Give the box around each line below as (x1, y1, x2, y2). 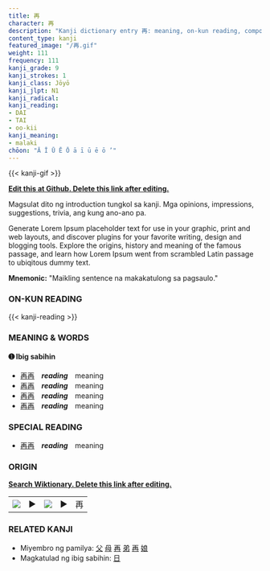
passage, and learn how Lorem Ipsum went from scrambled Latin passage (8, 249, 254, 259)
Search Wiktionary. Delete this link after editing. (8, 479, 172, 489)
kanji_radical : (8, 94, 59, 102)
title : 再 (8, 11, 40, 20)
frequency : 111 (8, 57, 59, 65)
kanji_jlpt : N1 (8, 86, 59, 95)
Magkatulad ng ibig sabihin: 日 (19, 553, 121, 563)
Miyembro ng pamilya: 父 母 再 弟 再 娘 (19, 543, 149, 553)
